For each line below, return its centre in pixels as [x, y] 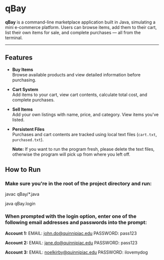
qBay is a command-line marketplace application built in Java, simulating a [80, 22]
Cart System [25, 89]
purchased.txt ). [28, 140]
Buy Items [22, 70]
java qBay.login [20, 204]
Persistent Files [28, 129]
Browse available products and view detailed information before [76, 74]
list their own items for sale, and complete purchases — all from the [73, 32]
